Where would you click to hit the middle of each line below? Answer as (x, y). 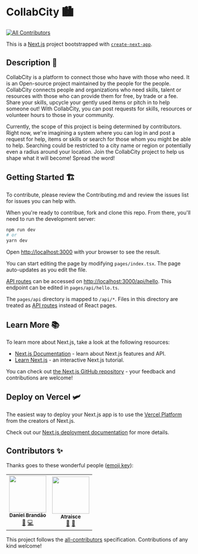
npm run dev (21, 230)
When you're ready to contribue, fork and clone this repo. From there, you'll (98, 213)
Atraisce (71, 517)
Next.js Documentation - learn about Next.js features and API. (90, 354)
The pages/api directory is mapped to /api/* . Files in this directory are (92, 299)
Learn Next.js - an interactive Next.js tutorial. (69, 360)
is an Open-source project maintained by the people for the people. (88, 83)
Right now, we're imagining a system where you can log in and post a (91, 132)
